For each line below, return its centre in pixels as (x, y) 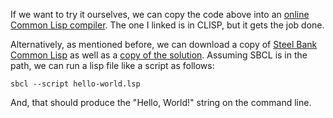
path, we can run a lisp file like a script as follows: (112, 65)
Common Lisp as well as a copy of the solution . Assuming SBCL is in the (159, 55)
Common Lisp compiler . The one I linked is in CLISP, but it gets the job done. (167, 25)
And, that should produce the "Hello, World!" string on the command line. (161, 102)
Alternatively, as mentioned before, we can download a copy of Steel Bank (164, 44)
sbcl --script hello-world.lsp (75, 84)
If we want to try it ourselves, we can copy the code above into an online (160, 14)
